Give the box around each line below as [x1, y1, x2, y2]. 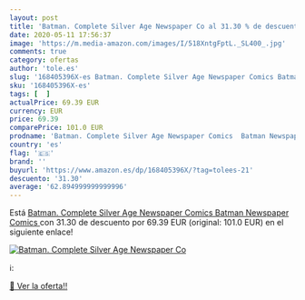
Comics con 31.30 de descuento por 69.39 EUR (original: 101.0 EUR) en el [9, 217, 284, 228]
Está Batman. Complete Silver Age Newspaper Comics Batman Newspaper [9, 207, 290, 218]
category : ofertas [9, 55, 79, 65]
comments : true [9, 47, 67, 56]
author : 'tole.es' [9, 65, 79, 74]
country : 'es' [9, 140, 64, 149]
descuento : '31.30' [9, 174, 84, 183]
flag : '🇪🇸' [9, 148, 54, 157]
